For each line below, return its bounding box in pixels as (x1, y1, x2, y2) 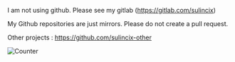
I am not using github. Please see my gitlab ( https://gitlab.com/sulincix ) (7, 6, 216, 14)
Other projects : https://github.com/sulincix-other (7, 33, 152, 42)
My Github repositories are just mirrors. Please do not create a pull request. (7, 20, 229, 27)
